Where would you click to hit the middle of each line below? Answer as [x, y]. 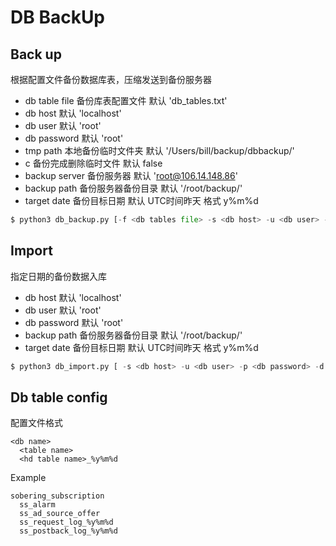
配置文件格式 [36, 423]
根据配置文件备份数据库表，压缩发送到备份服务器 [111, 79]
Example [28, 478]
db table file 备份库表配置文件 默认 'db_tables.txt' [126, 100]
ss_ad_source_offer [60, 514]
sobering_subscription [57, 496]
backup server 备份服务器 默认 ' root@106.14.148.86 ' [131, 175]
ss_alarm [37, 505]
